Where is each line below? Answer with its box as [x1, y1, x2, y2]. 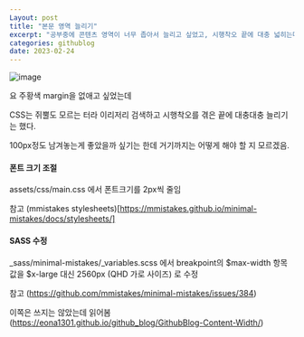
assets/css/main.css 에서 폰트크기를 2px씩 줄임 [9, 184, 182, 195]
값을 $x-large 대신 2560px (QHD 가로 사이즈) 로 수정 [9, 268, 199, 279]
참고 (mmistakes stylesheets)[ [9, 203, 120, 214]
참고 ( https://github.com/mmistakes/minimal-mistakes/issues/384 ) [9, 287, 257, 298]
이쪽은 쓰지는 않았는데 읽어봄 [9, 306, 111, 317]
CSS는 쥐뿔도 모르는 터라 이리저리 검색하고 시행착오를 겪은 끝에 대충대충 [9, 109, 265, 120]
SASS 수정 [9, 235, 48, 246]
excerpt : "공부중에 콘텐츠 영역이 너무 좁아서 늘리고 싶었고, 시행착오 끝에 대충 [9, 30, 271, 39]
